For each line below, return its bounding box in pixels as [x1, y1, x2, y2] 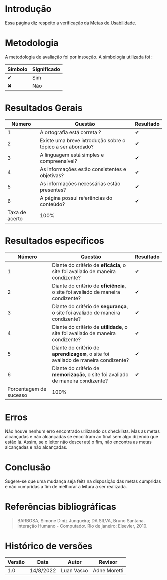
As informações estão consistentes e [39, 166, 127, 173]
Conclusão [5, 461, 51, 473]
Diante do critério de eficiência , [52, 282, 126, 289]
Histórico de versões [5, 540, 93, 552]
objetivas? [39, 172, 64, 179]
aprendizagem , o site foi [52, 350, 109, 357]
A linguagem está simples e [39, 151, 104, 158]
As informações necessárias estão [39, 180, 121, 187]
